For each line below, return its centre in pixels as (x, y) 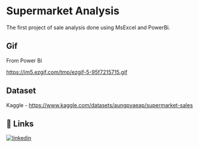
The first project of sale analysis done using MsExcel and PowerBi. (88, 27)
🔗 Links (20, 123)
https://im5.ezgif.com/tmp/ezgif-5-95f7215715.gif (67, 72)
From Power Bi (24, 60)
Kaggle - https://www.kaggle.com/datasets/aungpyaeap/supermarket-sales (99, 105)
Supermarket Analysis (63, 11)
